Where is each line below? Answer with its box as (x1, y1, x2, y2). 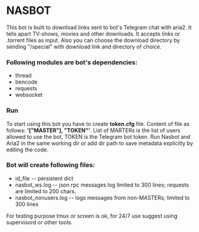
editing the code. (6, 146, 49, 153)
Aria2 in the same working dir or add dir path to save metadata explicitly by (6, 139, 194, 147)
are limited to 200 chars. (15, 187, 77, 194)
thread (15, 72, 32, 79)
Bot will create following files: (6, 161, 96, 170)
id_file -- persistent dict (15, 174, 74, 182)
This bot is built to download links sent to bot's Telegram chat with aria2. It (6, 24, 192, 31)
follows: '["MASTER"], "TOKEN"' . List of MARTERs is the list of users (6, 127, 180, 134)
